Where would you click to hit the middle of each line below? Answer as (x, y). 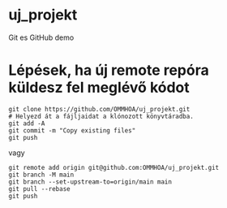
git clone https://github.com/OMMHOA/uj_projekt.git (99, 109)
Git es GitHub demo (41, 37)
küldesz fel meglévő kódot (99, 88)
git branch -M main (41, 175)
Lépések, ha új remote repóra (109, 70)
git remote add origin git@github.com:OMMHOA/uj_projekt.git (114, 167)
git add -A (27, 123)
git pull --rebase (39, 188)
